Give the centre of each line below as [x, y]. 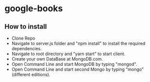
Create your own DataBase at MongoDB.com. [57, 59]
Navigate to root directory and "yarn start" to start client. [68, 54]
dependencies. [27, 49]
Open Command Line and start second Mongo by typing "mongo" [78, 69]
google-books [34, 9]
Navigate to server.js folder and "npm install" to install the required [78, 43]
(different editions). [31, 74]
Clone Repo [23, 38]
